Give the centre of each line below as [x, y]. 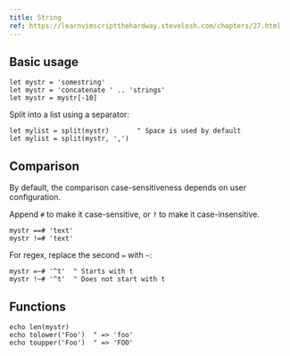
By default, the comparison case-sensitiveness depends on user [128, 187]
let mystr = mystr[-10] [54, 98]
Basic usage [44, 62]
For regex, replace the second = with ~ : [81, 255]
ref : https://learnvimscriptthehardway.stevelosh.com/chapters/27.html [145, 26]
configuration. [35, 197]
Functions [38, 306]
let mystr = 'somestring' [57, 83]
